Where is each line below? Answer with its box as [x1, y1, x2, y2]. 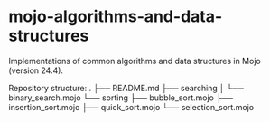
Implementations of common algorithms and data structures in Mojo [8, 55, 261, 66]
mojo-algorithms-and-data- [8, 6, 223, 27]
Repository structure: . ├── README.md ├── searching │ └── [8, 82, 245, 93]
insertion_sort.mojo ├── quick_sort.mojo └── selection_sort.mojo [8, 101, 255, 112]
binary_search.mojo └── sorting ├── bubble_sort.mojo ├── [8, 92, 234, 103]
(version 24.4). [8, 65, 64, 76]
